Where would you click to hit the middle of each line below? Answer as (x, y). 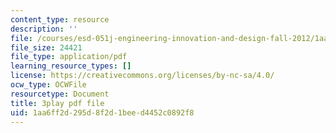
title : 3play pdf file (57, 103)
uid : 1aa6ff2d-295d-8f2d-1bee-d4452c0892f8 (102, 112)
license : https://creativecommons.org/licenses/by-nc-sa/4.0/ (142, 76)
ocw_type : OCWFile (48, 85)
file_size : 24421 (46, 47)
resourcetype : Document (60, 94)
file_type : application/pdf (69, 57)
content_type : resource (60, 19)
